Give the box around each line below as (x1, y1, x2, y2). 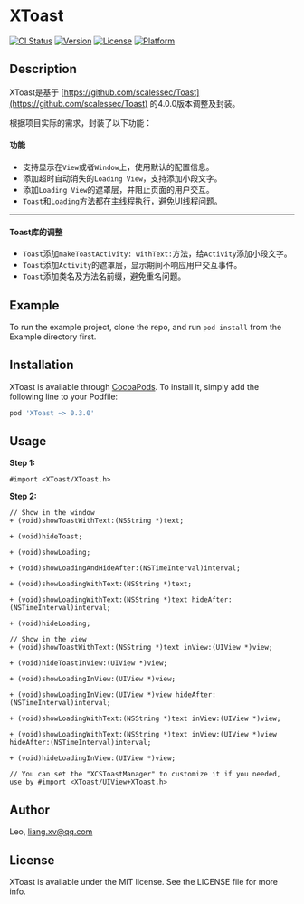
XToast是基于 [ (9, 87, 65, 98)
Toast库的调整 (9, 226, 63, 237)
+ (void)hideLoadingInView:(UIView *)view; (9, 754, 176, 763)
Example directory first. (9, 331, 97, 342)
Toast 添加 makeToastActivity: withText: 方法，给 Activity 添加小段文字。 (22, 248, 292, 259)
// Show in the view (9, 635, 88, 644)
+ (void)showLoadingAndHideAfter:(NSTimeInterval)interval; (9, 564, 242, 573)
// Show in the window (9, 509, 95, 518)
